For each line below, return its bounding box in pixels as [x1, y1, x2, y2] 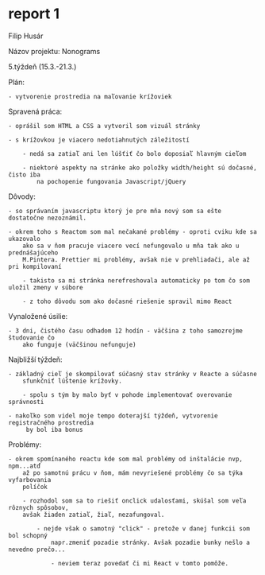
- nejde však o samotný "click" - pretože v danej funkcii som [36, 524, 250, 533]
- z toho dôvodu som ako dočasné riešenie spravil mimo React [22, 297, 232, 305]
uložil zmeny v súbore [8, 283, 83, 291]
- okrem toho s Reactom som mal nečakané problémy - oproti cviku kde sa [8, 227, 258, 235]
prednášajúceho [8, 248, 59, 257]
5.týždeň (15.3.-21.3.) [8, 61, 77, 72]
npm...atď [8, 462, 41, 470]
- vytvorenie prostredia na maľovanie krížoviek [8, 92, 172, 100]
